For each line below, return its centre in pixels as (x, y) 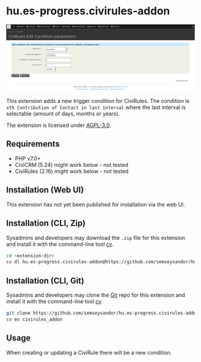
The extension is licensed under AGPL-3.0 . (59, 125)
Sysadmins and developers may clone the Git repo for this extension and (96, 295)
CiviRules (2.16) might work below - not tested (71, 171)
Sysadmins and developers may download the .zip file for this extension (96, 238)
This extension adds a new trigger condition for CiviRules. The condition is (98, 101)
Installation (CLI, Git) (45, 280)
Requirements (33, 144)
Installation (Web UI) (45, 190)
